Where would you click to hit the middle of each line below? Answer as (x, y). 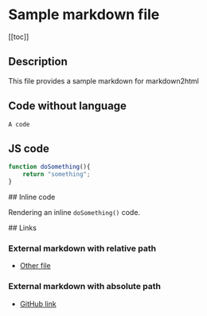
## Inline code (32, 197)
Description (38, 62)
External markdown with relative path (82, 248)
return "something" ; (57, 174)
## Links (23, 228)
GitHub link (38, 303)
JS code (29, 148)
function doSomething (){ (49, 167)
